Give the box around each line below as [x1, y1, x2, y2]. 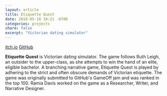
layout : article [5, 7, 39, 12]
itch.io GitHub [5, 44, 33, 50]
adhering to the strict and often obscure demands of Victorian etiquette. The [5, 70, 162, 75]
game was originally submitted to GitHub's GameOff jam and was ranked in [5, 75, 160, 81]
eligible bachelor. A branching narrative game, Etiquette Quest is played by [5, 64, 159, 70]
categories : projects [5, 21, 50, 26]
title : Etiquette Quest [5, 12, 55, 17]
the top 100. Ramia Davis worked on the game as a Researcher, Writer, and [5, 80, 159, 86]
